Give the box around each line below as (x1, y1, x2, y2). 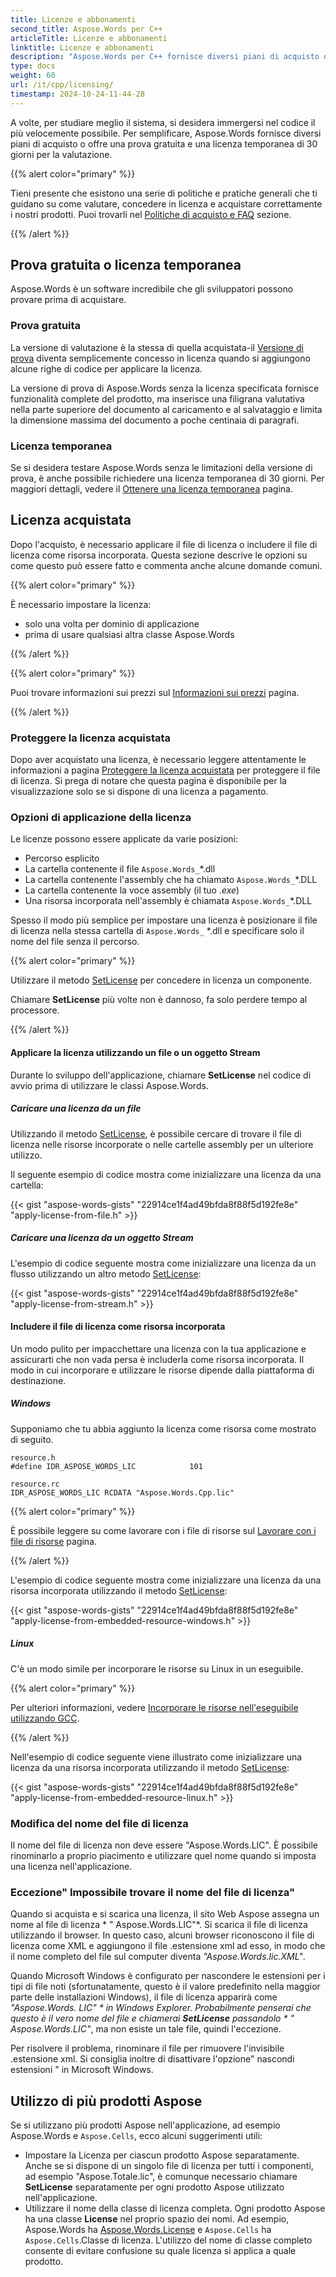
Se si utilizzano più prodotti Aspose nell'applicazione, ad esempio (10, 2119, 281, 2131)
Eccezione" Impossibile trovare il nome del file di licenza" (10, 1885, 295, 1899)
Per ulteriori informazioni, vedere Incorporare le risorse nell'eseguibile (10, 1701, 299, 1713)
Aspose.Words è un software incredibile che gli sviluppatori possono (10, 283, 294, 295)
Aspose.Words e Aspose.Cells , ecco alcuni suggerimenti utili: (10, 2130, 263, 2142)
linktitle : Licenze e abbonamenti (10, 42, 155, 53)
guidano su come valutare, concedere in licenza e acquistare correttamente (10, 197, 323, 210)
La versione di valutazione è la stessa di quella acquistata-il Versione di (10, 341, 304, 353)
